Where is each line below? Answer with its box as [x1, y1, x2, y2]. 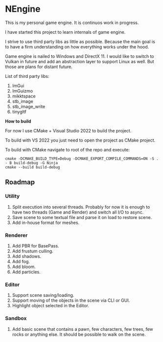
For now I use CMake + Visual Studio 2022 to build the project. [5, 127, 132, 133]
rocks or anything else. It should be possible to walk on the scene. [12, 331, 146, 337]
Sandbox [5, 315, 27, 322]
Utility [5, 193, 20, 199]
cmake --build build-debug [5, 165, 60, 170]
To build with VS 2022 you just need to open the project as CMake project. [5, 137, 156, 143]
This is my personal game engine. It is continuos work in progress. [5, 20, 139, 25]
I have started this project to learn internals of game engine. [5, 29, 126, 35]
